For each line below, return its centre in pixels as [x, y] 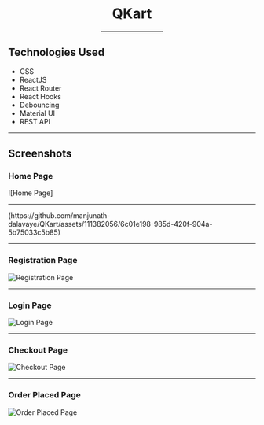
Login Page [30, 305]
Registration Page [43, 261]
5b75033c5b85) [35, 232]
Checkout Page [38, 349]
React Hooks [40, 96]
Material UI [37, 113]
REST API [35, 121]
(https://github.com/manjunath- [59, 216]
